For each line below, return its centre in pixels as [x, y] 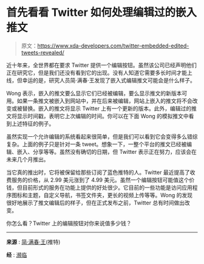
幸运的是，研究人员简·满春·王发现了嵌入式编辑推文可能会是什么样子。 [109, 80]
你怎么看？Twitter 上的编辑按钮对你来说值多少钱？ [69, 223]
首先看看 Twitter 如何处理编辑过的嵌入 [102, 12]
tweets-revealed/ [43, 52]
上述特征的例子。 [33, 123]
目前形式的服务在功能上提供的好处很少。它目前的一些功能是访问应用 [107, 187]
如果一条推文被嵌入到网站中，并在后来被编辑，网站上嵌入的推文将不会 [104, 100]
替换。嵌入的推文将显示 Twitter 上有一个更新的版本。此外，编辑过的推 [110, 108]
